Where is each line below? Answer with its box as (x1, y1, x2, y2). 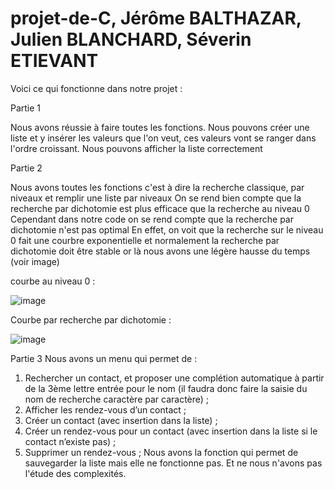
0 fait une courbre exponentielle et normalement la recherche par (10, 234, 280, 246)
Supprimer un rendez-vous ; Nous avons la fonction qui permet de (24, 446, 299, 458)
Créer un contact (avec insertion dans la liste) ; (24, 414, 218, 426)
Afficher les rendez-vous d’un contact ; (24, 403, 187, 416)
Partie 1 (10, 102, 42, 114)
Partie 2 (10, 162, 43, 174)
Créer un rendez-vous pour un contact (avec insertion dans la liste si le (24, 425, 318, 437)
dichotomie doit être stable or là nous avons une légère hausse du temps (10, 245, 311, 257)
